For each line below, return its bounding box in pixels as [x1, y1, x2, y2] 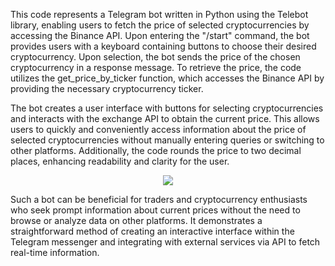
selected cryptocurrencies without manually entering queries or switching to [10, 134, 325, 146]
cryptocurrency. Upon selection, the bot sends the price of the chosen [10, 51, 301, 63]
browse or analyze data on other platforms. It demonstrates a [10, 215, 263, 226]
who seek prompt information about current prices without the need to [10, 204, 301, 216]
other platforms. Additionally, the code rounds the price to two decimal [10, 145, 302, 156]
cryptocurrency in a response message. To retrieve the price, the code [10, 62, 302, 73]
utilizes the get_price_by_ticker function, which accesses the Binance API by [10, 72, 325, 84]
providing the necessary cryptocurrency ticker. [10, 83, 204, 94]
